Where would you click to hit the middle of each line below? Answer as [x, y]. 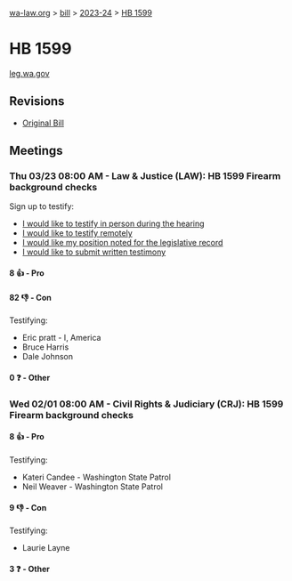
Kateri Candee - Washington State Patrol [97, 477]
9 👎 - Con [28, 507]
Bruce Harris [45, 347]
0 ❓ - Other [30, 377]
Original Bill [43, 123]
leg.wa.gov [30, 73]
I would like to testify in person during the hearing [113, 224]
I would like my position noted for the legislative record [122, 243]
